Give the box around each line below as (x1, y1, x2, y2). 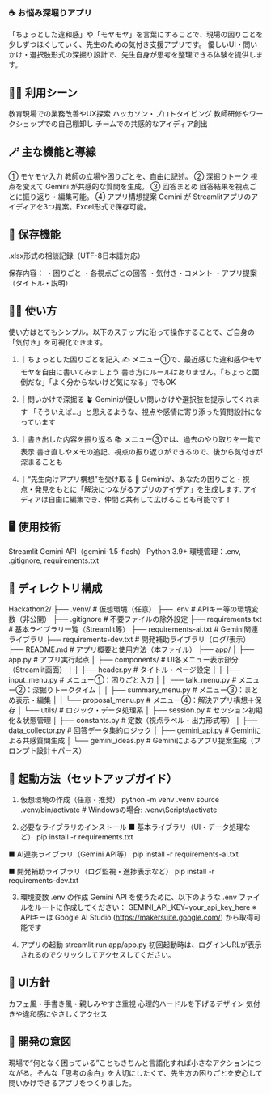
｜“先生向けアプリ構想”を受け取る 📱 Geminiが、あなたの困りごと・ (19, 474, 243, 484)
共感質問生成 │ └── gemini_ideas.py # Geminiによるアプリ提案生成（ (22, 736, 254, 746)
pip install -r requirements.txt (36, 831, 133, 842)
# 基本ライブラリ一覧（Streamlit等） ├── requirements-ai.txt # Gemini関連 (8, 624, 259, 634)
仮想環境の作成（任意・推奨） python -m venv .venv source (19, 794, 220, 804)
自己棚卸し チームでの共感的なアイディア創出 (57, 119, 208, 129)
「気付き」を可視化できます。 (8, 337, 108, 347)
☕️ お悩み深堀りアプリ (8, 6, 93, 18)
